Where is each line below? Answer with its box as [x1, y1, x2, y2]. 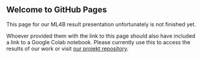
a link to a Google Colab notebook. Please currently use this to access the [6, 38, 191, 45]
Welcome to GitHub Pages [6, 5, 107, 15]
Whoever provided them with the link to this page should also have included [6, 32, 196, 39]
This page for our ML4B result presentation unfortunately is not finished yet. [6, 20, 196, 28]
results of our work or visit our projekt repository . [6, 45, 129, 52]
